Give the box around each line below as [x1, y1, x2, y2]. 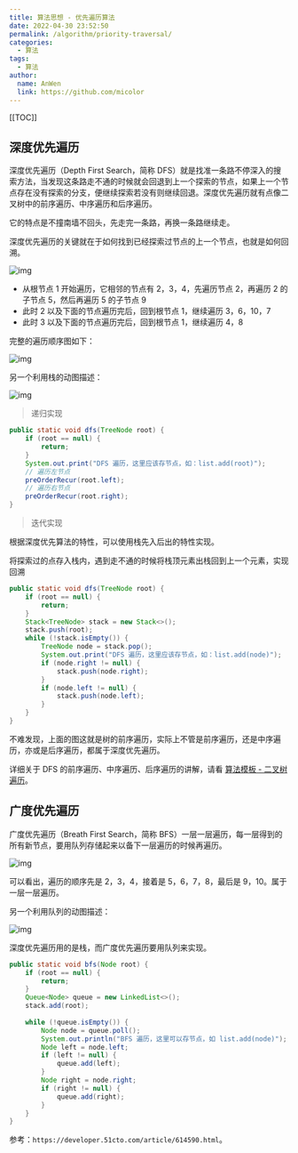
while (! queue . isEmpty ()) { [25, 1018, 129, 1027]
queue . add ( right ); [56, 1092, 125, 1101]
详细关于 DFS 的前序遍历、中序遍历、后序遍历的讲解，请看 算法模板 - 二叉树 [9, 763, 288, 774]
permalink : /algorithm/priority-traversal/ [9, 29, 173, 38]
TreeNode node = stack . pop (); [41, 642, 153, 651]
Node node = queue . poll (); [41, 1026, 141, 1035]
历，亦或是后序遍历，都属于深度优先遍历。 [9, 745, 165, 755]
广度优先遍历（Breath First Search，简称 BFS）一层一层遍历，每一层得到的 [9, 828, 283, 839]
